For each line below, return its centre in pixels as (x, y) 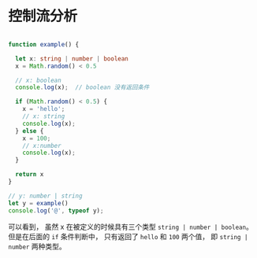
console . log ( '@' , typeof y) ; (56, 210)
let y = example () (38, 203)
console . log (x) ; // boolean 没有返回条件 (82, 87)
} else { (30, 131)
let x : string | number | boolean (72, 59)
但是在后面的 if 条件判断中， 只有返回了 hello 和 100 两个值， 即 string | (128, 236)
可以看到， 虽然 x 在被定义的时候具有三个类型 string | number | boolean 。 (131, 227)
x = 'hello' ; (44, 109)
